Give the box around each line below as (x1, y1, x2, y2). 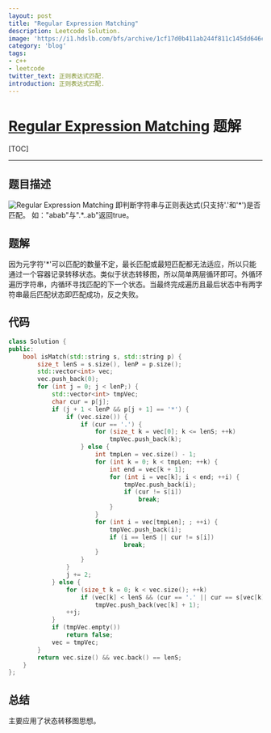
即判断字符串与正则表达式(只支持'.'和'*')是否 (115, 200, 261, 210)
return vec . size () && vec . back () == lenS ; (37, 653, 182, 662)
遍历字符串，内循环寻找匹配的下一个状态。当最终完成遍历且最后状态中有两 (8, 280, 256, 290)
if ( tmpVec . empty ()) (51, 624, 121, 632)
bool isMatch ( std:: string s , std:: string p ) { (23, 353, 182, 361)
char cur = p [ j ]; (51, 397, 110, 405)
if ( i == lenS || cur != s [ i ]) (109, 533, 215, 541)
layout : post (8, 11, 52, 20)
